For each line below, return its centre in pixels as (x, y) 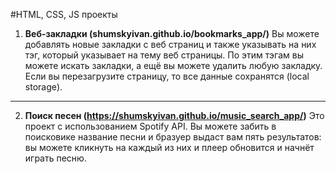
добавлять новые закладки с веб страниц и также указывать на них (170, 44)
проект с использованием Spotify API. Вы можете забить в (150, 126)
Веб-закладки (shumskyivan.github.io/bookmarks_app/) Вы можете (172, 33)
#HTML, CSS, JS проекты (64, 14)
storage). (43, 87)
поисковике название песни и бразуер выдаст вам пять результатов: (173, 137)
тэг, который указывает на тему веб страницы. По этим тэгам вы (164, 55)
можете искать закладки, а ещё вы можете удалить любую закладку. (173, 65)
